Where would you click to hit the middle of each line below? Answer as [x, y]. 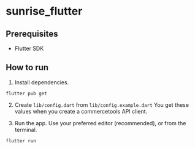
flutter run [21, 141]
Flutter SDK [29, 48]
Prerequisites [32, 34]
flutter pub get [26, 93]
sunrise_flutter [44, 11]
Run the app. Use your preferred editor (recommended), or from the [100, 123]
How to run [27, 67]
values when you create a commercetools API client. [81, 111]
